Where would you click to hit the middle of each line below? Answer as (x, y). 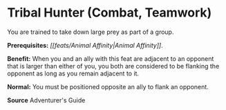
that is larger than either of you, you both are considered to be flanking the (113, 66)
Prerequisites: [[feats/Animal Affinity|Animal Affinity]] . (85, 45)
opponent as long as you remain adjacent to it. (73, 73)
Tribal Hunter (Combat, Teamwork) (110, 13)
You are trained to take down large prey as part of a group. (91, 32)
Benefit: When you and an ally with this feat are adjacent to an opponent (111, 58)
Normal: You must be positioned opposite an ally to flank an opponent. (108, 86)
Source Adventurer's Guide (46, 100)
